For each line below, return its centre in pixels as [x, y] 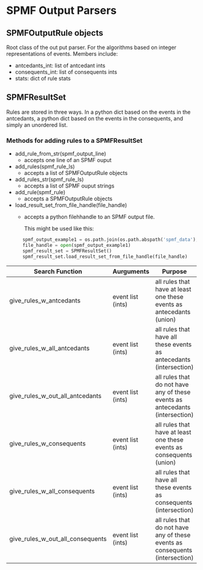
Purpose [175, 271]
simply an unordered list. [37, 125]
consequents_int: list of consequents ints [66, 72]
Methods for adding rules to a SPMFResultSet [75, 140]
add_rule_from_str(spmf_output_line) [61, 154]
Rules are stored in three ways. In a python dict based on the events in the [98, 112]
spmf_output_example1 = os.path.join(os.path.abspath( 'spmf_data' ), [110, 240]
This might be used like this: [59, 229]
